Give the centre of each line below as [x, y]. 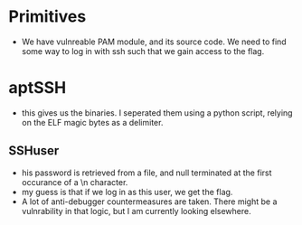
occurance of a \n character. [75, 182]
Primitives [47, 17]
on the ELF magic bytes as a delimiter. [92, 122]
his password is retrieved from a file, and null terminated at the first [146, 173]
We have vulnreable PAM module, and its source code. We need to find [154, 42]
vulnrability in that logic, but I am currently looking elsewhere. [136, 211]
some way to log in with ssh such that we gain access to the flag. [143, 51]
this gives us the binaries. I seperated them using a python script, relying [157, 112]
